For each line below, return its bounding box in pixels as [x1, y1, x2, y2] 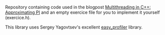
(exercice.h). [5, 15, 31, 20]
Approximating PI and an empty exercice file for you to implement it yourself [5, 9, 160, 15]
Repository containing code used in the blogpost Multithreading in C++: [5, 4, 151, 10]
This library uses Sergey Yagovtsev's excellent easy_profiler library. [5, 24, 143, 30]
